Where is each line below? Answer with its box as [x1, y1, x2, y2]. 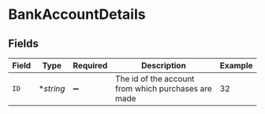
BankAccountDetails [8, 6, 146, 24]
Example [219, 61, 253, 71]
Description [140, 61, 187, 71]
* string [38, 83, 65, 94]
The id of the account [115, 73, 195, 84]
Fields [8, 37, 39, 50]
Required [73, 61, 108, 71]
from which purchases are [115, 83, 213, 94]
